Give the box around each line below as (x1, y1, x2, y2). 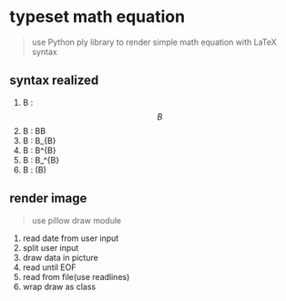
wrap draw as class (22, 281, 97, 292)
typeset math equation (9, 6, 185, 27)
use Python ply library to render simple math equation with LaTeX (31, 36, 278, 47)
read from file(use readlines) (22, 271, 130, 282)
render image (9, 191, 87, 206)
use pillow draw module (31, 214, 122, 225)
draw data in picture (22, 252, 98, 263)
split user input (22, 242, 79, 253)
